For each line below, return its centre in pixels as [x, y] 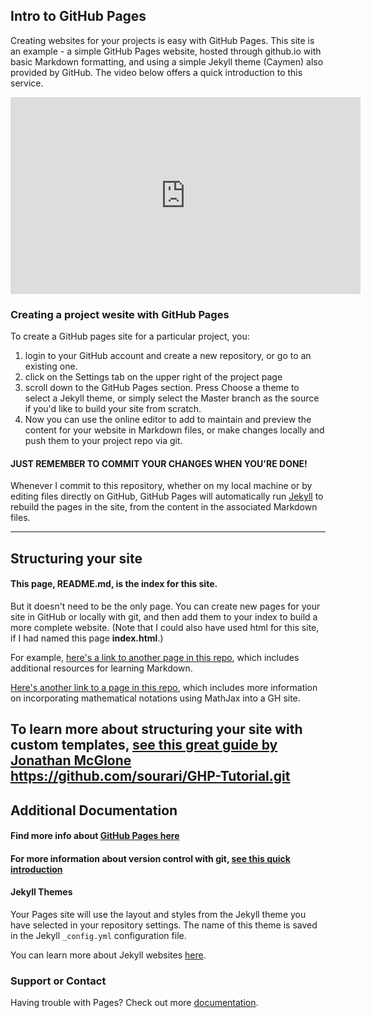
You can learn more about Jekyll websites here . [108, 955]
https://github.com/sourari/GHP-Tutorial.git [150, 776]
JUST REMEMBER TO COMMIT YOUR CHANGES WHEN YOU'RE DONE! [159, 463]
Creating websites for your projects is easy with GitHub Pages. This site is [162, 40]
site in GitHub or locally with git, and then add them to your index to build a [164, 616]
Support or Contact [58, 981]
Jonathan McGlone [71, 760]
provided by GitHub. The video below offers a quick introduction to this [156, 72]
